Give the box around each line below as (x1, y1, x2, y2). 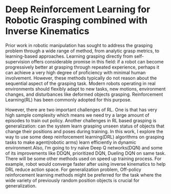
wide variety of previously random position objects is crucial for (5, 177, 140, 183)
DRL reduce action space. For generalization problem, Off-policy (5, 166, 142, 173)
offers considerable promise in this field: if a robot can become (31, 58, 164, 64)
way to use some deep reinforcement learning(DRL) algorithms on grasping (5, 134, 165, 140)
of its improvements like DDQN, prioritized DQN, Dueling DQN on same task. (5, 150, 166, 156)
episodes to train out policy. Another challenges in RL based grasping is (5, 117, 157, 123)
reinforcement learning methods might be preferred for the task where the (5, 171, 162, 178)
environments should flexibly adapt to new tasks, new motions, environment (5, 85, 166, 92)
